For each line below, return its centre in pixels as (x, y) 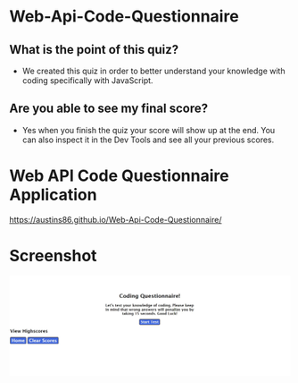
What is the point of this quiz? (94, 50)
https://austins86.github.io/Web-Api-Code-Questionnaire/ (116, 219)
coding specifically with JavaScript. (87, 81)
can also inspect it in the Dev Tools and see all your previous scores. (148, 140)
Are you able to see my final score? (108, 109)
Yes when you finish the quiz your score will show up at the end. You (149, 130)
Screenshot (53, 255)
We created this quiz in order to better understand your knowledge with (153, 71)
